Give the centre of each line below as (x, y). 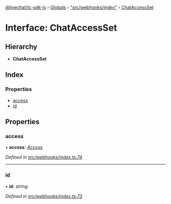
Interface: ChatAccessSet (61, 28)
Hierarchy (21, 47)
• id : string (17, 186)
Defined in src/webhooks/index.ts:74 (44, 157)
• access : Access (24, 148)
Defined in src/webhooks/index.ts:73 (44, 196)
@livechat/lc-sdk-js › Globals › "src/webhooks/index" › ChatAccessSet (79, 7)
